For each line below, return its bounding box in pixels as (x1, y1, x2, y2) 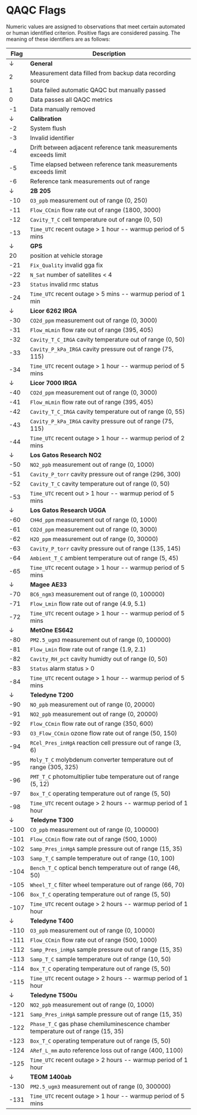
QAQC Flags (6, 4, 66, 17)
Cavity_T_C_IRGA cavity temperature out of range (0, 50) (30, 335, 185, 343)
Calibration (30, 114, 62, 122)
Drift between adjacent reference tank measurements (30, 143, 178, 151)
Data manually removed (30, 105, 96, 113)
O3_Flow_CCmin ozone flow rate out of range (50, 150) (30, 729, 178, 737)
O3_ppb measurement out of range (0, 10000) (30, 926, 155, 934)
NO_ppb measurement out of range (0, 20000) (30, 700, 155, 708)
